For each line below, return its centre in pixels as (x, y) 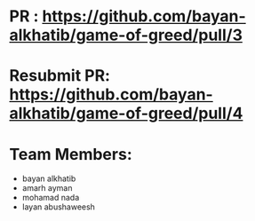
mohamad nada (51, 198)
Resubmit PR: (60, 76)
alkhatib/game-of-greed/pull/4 (126, 114)
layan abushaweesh (59, 207)
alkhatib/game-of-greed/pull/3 (126, 35)
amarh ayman (47, 188)
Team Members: (71, 154)
